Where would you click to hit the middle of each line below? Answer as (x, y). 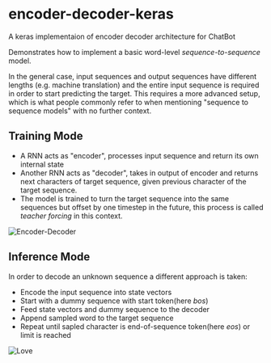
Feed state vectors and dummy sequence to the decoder (115, 309)
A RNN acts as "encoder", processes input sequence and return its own (139, 155)
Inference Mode (49, 257)
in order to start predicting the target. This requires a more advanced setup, (134, 93)
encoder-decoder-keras (91, 14)
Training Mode (46, 136)
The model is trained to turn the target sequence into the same (124, 198)
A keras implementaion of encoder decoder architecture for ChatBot (122, 36)
